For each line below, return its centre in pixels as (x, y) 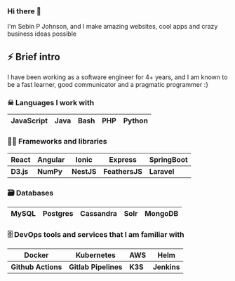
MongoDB (162, 213)
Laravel (162, 171)
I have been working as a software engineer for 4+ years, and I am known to (117, 77)
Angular (51, 159)
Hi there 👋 (25, 11)
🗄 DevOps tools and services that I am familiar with (96, 234)
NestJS (84, 171)
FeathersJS (123, 171)
